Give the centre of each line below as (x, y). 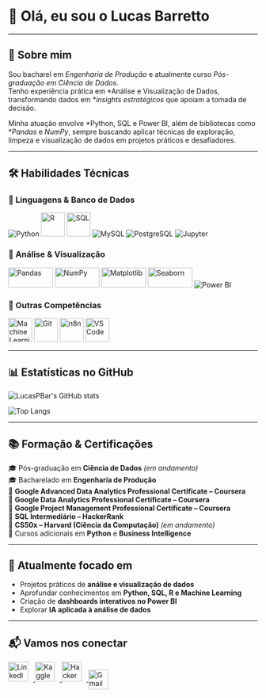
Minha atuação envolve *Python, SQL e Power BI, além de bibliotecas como (132, 123)
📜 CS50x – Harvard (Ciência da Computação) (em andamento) (112, 524)
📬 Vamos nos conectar (68, 643)
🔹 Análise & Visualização (57, 254)
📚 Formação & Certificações (81, 444)
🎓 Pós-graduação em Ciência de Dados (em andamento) (103, 467)
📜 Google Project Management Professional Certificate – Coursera (120, 508)
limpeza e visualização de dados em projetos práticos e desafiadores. (122, 140)
